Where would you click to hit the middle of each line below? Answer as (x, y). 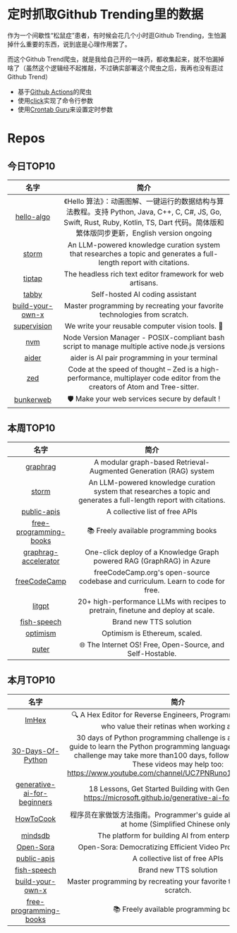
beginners (36, 802)
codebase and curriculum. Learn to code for (152, 581)
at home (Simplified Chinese (168, 824)
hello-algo (33, 217)
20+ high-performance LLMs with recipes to (152, 602)
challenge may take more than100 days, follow (151, 755)
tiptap (33, 278)
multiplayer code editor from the (167, 378)
